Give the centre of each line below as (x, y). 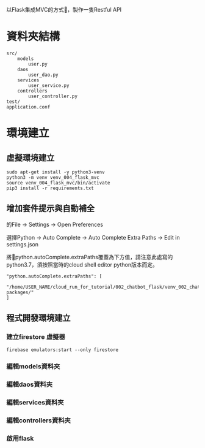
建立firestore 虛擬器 (36, 337)
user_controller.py (53, 96)
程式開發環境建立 (38, 318)
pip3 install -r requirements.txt (50, 188)
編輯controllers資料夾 (39, 420)
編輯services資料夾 (35, 403)
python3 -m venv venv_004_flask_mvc (53, 177)
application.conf (28, 107)
